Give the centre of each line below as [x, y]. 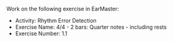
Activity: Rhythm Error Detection [56, 20]
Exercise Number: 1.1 [41, 33]
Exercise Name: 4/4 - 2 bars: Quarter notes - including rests [91, 27]
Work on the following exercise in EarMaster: [63, 9]
